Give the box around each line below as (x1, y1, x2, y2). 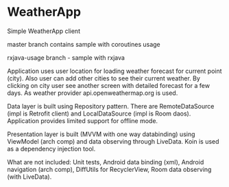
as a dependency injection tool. (7, 144, 96, 153)
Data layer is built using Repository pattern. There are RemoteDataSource (7, 102, 215, 110)
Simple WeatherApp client (7, 27, 81, 35)
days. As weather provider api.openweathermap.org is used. (7, 89, 178, 97)
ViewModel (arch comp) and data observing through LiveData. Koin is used (7, 137, 219, 145)
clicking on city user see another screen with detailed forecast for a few (7, 81, 210, 89)
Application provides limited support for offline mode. (7, 116, 158, 124)
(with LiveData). (7, 173, 52, 181)
